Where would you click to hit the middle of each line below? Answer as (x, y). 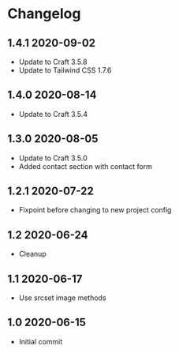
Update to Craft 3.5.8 (53, 62)
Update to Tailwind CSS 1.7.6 (65, 70)
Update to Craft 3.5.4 (53, 114)
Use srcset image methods (63, 298)
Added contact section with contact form (86, 166)
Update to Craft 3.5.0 (53, 158)
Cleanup (32, 254)
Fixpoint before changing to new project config (95, 210)
